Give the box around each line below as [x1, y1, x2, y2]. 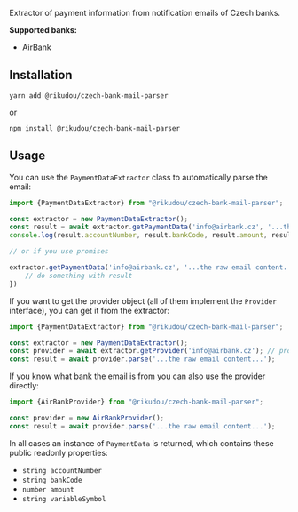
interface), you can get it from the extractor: [9, 305, 170, 316]
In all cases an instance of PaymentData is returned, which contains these [9, 437, 274, 448]
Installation [9, 68, 73, 83]
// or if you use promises [9, 247, 109, 256]
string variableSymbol [21, 494, 106, 503]
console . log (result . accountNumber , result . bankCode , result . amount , [9, 231, 268, 240]
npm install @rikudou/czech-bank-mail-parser [9, 124, 180, 132]
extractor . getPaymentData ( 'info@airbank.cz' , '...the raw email [9, 263, 252, 272]
